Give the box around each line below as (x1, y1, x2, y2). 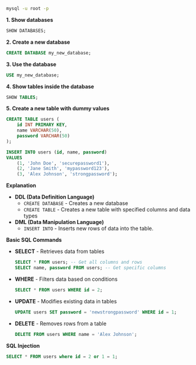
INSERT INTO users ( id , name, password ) (6, 149, 108, 155)
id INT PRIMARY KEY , (17, 122, 68, 128)
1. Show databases (6, 16, 53, 23)
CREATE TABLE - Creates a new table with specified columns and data (23, 206, 191, 213)
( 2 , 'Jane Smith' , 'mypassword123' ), (17, 166, 110, 172)
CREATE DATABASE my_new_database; (6, 50, 92, 56)
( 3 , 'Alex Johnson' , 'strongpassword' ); (17, 171, 118, 177)
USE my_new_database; (6, 72, 60, 78)
